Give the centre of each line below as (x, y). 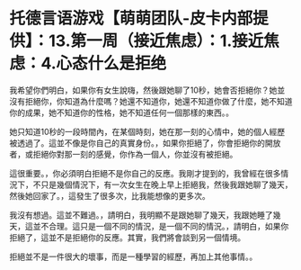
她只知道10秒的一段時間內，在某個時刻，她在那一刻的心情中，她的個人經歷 (147, 131)
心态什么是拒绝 (111, 63)
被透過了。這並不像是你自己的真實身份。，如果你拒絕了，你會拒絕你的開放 (145, 143)
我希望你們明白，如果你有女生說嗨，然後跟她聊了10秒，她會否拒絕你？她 (143, 90)
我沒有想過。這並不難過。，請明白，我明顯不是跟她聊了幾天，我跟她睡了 (141, 215)
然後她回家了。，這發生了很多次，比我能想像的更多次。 (110, 195)
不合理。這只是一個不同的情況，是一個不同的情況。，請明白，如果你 (164, 226)
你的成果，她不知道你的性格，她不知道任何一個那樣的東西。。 (121, 112)
